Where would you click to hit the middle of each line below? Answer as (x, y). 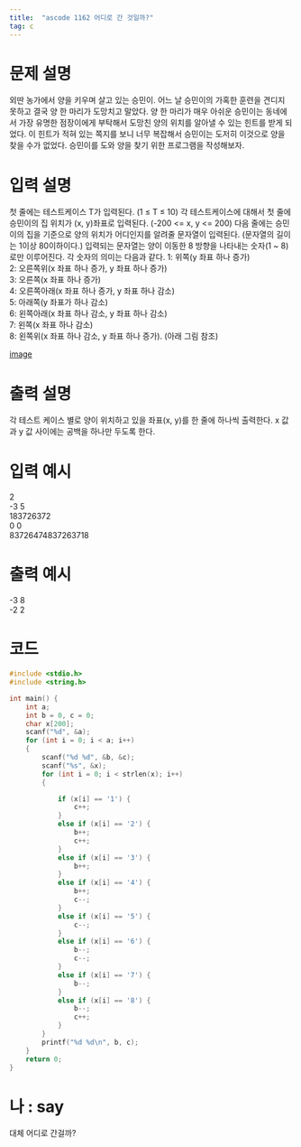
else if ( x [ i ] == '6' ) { (104, 942)
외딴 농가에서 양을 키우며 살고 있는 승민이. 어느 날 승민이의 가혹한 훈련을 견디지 (147, 100)
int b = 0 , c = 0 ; (60, 715)
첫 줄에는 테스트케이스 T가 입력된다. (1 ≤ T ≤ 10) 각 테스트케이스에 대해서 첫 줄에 (150, 212)
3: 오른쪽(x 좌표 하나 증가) (55, 280)
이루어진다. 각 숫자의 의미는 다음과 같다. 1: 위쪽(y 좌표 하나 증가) (138, 257)
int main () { (34, 698)
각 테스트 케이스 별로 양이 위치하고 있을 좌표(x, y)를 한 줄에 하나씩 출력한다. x (145, 420)
